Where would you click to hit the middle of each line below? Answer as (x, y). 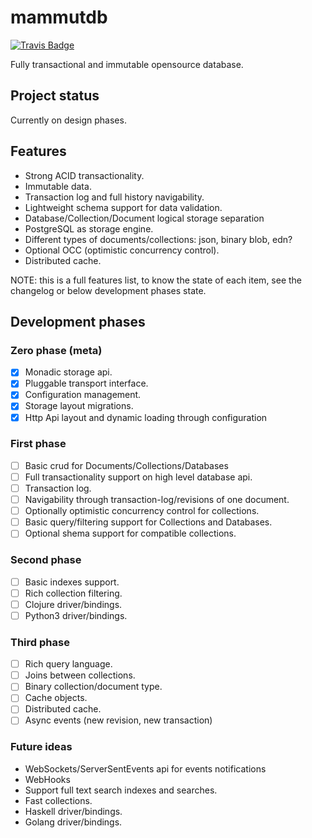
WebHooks (47, 779)
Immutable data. (58, 186)
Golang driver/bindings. (73, 822)
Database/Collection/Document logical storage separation (144, 218)
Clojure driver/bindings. (73, 604)
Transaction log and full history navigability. (114, 197)
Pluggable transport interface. (86, 383)
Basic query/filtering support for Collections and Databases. (148, 522)
